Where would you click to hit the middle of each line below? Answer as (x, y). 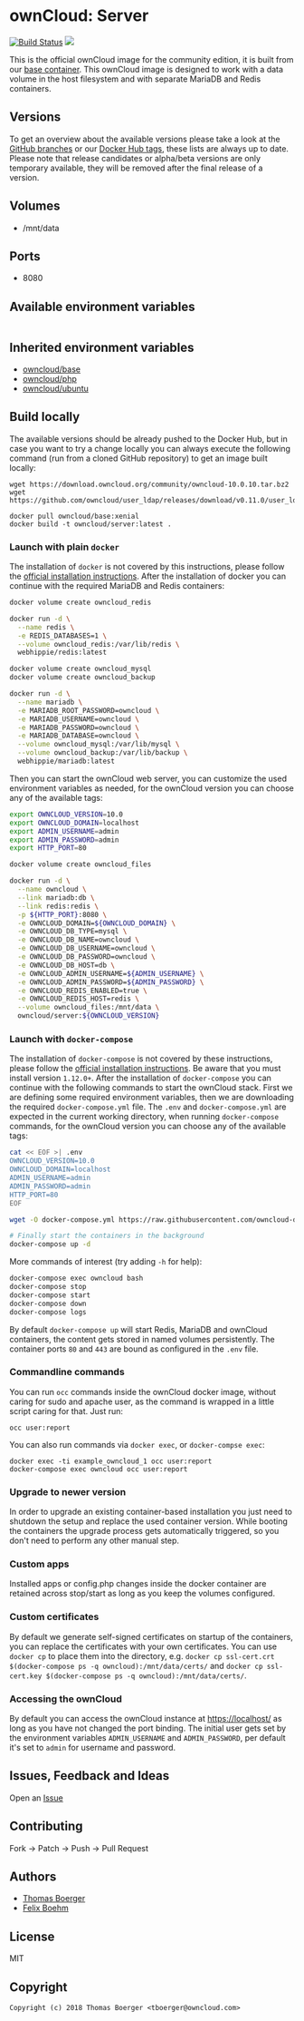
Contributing (46, 1826)
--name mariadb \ (50, 702)
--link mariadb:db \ (56, 898)
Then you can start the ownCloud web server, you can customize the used (148, 778)
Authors (33, 1877)
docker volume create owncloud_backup (82, 678)
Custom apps (39, 1564)
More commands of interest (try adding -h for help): (106, 1262)
